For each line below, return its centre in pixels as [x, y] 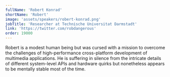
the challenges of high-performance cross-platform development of [76, 53]
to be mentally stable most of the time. [45, 69]
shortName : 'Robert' [27, 15]
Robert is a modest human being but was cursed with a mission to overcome [85, 48]
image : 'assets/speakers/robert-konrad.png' [53, 19]
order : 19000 [19, 33]
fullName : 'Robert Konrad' [34, 10]
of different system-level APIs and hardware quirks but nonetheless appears [85, 64]
